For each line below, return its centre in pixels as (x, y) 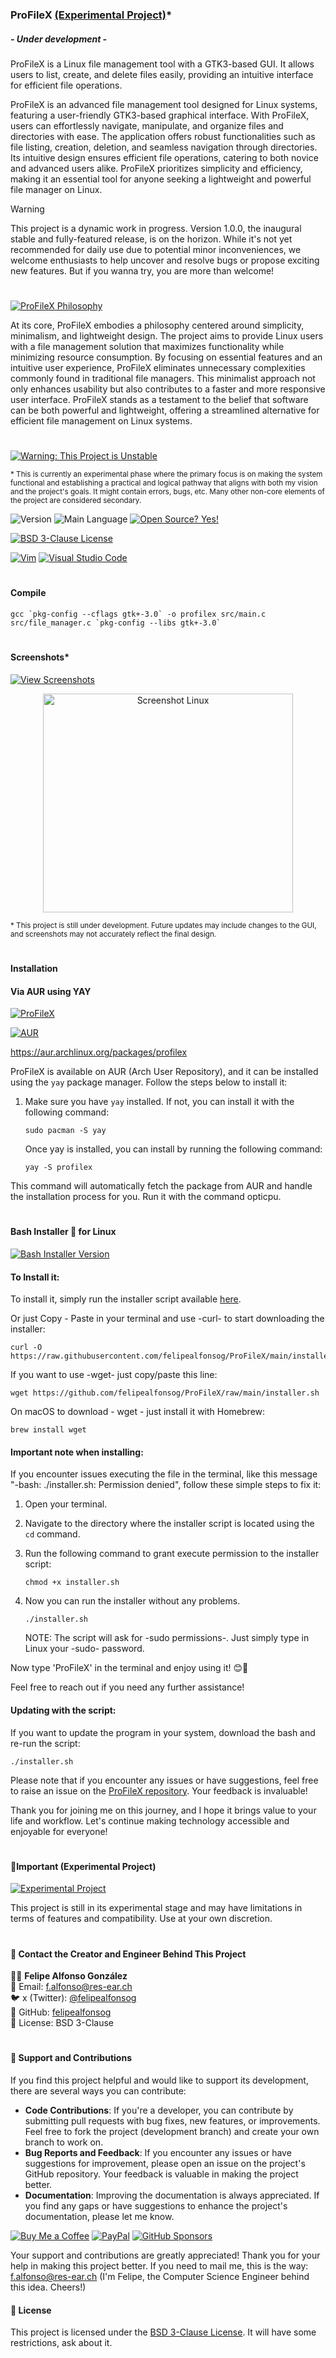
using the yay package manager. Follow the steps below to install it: (149, 1082)
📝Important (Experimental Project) (83, 1866)
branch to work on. (64, 2142)
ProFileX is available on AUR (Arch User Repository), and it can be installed (164, 1072)
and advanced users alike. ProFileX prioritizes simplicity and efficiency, (156, 168)
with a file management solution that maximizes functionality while (147, 347)
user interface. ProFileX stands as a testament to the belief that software (159, 400)
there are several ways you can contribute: (98, 2091)
